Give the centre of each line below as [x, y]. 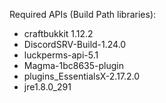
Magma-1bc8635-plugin [73, 65]
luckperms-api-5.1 [61, 55]
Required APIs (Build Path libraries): [83, 14]
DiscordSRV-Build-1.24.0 [75, 44]
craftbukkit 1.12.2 [58, 33]
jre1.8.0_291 [47, 87]
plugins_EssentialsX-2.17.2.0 [82, 76]
